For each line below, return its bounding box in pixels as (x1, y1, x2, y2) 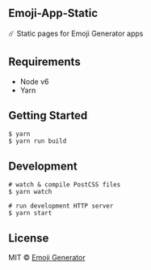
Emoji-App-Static (8, 6, 99, 20)
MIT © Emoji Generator (8, 253, 86, 263)
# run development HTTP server (8, 202, 114, 210)
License (8, 231, 49, 245)
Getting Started (8, 109, 88, 122)
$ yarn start (8, 209, 52, 217)
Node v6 (19, 76, 49, 86)
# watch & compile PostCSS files (8, 181, 121, 189)
